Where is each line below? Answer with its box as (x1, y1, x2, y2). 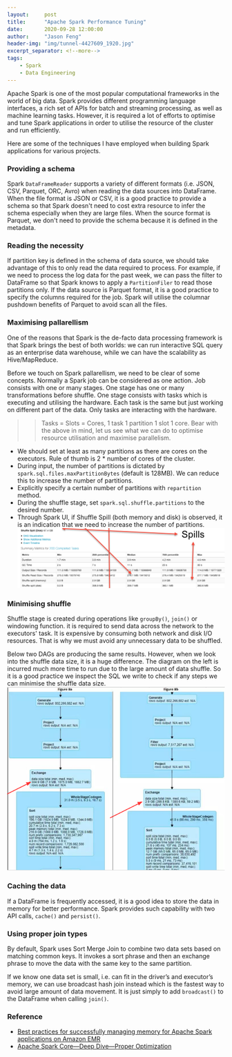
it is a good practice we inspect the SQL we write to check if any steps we (7, 672, 217, 680)
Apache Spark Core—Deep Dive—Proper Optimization (17, 1043, 172, 1051)
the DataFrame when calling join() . (7, 994, 109, 1002)
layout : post (7, 11, 57, 18)
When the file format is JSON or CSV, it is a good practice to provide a (7, 194, 207, 202)
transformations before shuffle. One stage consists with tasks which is (7, 391, 208, 399)
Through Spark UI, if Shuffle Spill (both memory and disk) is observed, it (17, 513, 223, 521)
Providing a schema (7, 164, 75, 173)
